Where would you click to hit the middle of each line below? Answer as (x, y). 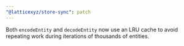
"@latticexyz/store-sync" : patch (48, 12)
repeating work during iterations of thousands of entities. (77, 36)
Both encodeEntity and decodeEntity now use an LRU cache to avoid (92, 29)
